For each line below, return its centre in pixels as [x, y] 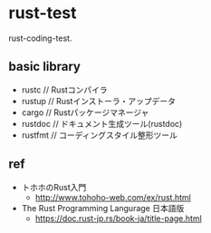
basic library [45, 67]
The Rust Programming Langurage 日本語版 [103, 208]
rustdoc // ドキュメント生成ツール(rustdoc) [102, 123]
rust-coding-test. [40, 38]
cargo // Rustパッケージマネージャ [85, 112]
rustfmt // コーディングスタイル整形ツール [99, 135]
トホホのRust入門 [54, 187]
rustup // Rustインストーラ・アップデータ [99, 101]
